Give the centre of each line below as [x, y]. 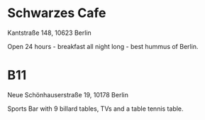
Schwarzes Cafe [57, 13]
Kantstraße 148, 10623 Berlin [50, 33]
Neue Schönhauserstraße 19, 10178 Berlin [68, 94]
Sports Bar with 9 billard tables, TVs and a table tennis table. [95, 109]
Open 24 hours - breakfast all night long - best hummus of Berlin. [103, 46]
